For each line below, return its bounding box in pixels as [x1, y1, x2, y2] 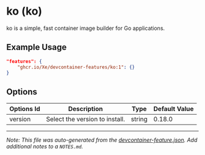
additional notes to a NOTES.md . [6, 143, 84, 150]
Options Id [9, 105, 41, 114]
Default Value [153, 105, 194, 114]
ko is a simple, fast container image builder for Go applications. [6, 24, 165, 32]
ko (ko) [6, 4, 43, 18]
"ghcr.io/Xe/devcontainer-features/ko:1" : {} [17, 64, 135, 70]
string [131, 115, 148, 123]
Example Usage [6, 42, 67, 52]
